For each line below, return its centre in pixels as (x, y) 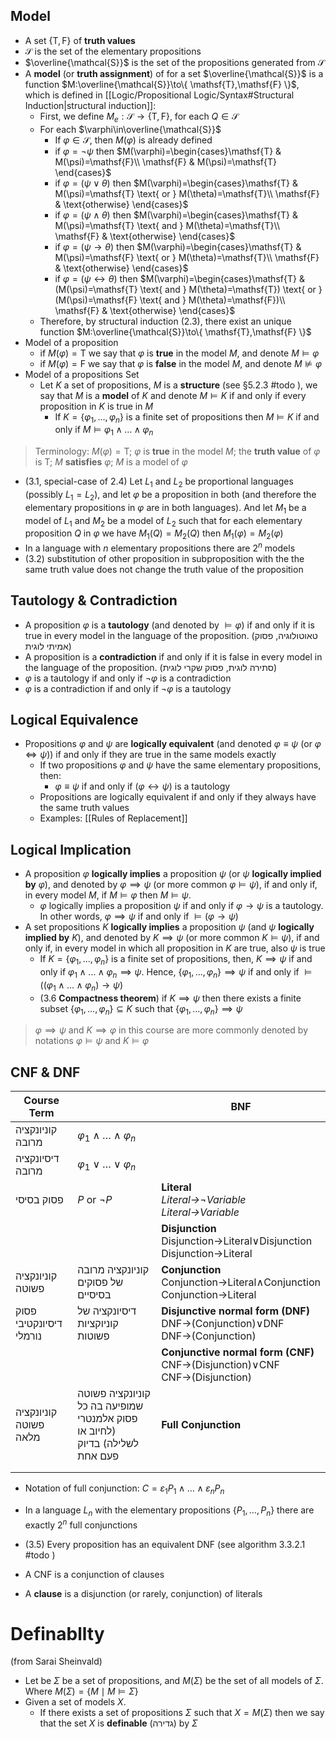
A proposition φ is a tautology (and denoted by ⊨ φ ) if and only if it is (169, 625)
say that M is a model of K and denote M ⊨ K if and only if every (173, 395)
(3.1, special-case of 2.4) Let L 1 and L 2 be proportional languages (159, 482)
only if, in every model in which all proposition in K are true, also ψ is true (175, 948)
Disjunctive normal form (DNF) (235, 1311)
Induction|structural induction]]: (90, 105)
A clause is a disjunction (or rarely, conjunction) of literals (143, 1593)
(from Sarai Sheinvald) (56, 1661)
